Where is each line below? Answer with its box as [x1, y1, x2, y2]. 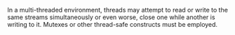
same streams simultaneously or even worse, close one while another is [7, 13, 215, 21]
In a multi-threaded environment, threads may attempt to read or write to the [7, 6, 228, 14]
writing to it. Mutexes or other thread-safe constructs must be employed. [7, 21, 218, 28]
